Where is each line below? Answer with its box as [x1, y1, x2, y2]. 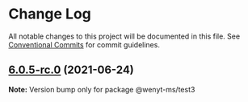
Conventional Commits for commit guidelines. [8, 39, 160, 49]
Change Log [8, 5, 91, 23]
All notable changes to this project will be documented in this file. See [8, 31, 241, 41]
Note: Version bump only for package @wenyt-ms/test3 [8, 84, 195, 94]
